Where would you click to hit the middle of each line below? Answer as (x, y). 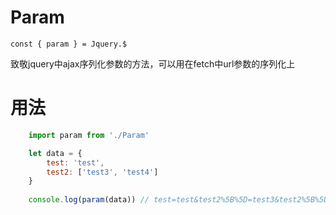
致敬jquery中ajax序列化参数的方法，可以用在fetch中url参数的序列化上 (153, 63)
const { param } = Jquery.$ (69, 44)
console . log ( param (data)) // (89, 200)
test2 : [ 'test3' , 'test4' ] (102, 172)
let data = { (55, 153)
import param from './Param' (89, 135)
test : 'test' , (75, 162)
